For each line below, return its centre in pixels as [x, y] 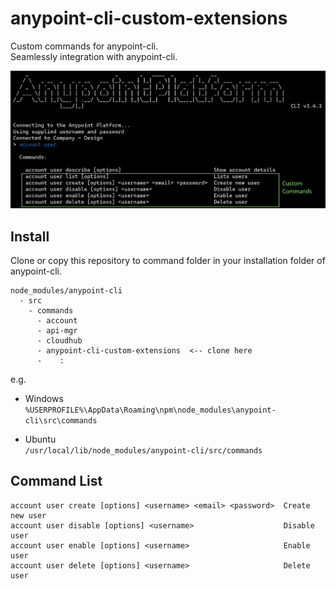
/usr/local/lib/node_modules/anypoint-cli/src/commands [143, 450]
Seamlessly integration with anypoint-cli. [94, 56]
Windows [44, 398]
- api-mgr [57, 330]
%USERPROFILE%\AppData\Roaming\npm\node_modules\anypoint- [150, 410]
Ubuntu [40, 439]
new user [28, 515]
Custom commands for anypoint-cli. [84, 46]
